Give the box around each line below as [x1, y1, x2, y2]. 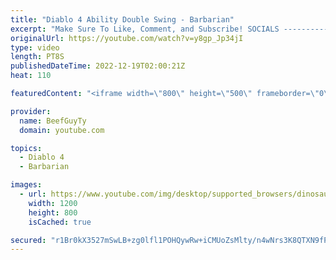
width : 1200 [28, 198, 78, 208]
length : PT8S [10, 52, 65, 62]
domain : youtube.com [19, 125, 105, 135]
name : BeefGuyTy [19, 116, 87, 126]
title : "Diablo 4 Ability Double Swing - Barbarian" [10, 14, 235, 25]
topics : [10, 143, 43, 153]
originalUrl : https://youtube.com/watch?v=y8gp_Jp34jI [10, 33, 244, 43]
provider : [10, 106, 52, 116]
